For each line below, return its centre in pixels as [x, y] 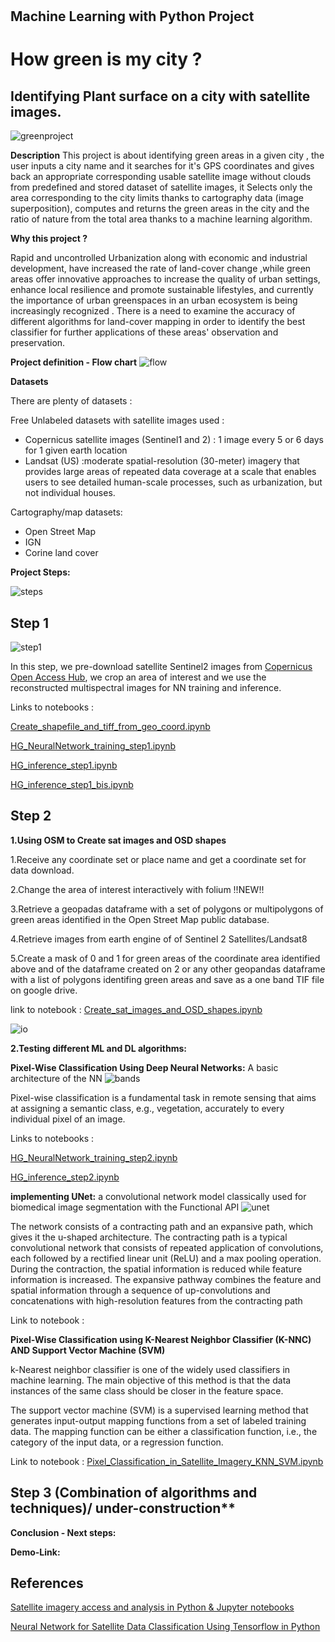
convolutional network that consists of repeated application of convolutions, [167, 1247]
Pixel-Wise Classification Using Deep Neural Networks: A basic [144, 1067]
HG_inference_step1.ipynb [64, 765]
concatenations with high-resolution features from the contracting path [156, 1300]
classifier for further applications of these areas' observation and [144, 332]
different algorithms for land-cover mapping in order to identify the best [158, 322]
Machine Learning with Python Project [132, 16]
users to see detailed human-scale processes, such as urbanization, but [173, 482]
